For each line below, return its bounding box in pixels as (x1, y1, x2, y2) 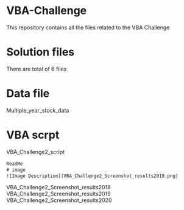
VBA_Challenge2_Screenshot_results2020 (6, 196, 112, 204)
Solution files (6, 45, 75, 59)
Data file (6, 86, 50, 100)
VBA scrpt (6, 128, 60, 142)
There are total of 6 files (6, 65, 67, 72)
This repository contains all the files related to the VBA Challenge (6, 24, 170, 31)
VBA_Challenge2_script (6, 148, 65, 155)
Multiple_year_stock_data (6, 107, 69, 114)
